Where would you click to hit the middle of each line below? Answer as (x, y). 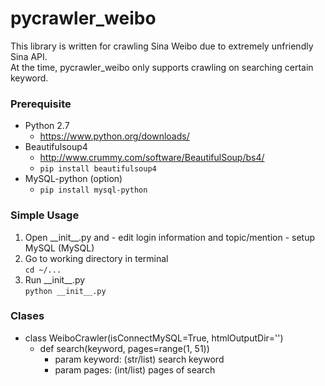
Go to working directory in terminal (96, 258)
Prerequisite (41, 104)
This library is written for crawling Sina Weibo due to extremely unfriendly (162, 46)
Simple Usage (45, 215)
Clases (27, 316)
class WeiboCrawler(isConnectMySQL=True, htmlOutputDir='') (154, 338)
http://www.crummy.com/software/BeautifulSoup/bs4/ (152, 158)
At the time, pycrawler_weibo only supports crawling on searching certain (162, 67)
